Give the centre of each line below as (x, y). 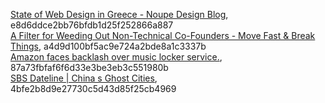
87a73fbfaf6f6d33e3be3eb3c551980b (89, 67)
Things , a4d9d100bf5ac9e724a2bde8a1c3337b (108, 46)
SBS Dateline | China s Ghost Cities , (84, 78)
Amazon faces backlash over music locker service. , (116, 57)
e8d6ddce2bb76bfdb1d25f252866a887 (92, 25)
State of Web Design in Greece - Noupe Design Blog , (119, 14)
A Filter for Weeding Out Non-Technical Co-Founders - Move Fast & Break (163, 35)
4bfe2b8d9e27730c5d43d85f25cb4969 (93, 88)
